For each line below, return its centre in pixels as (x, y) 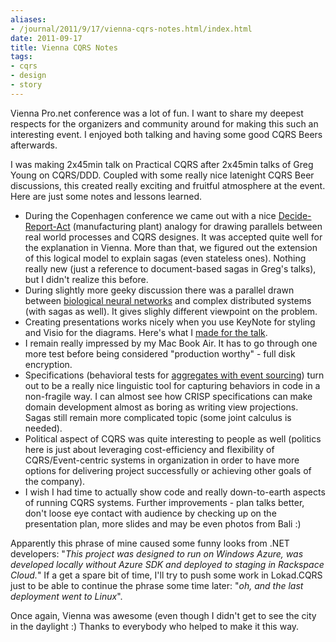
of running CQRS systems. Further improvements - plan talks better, (164, 502)
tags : (21, 57)
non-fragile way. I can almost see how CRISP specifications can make (168, 396)
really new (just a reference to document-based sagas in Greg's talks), (170, 268)
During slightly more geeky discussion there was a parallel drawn (159, 290)
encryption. (48, 364)
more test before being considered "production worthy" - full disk (160, 353)
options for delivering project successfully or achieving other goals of (168, 470)
